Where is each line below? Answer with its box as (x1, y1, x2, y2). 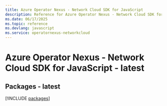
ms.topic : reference (5, 21, 48, 26)
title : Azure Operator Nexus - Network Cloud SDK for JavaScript (5, 7, 143, 12)
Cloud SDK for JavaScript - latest (5, 63, 145, 74)
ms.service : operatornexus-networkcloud (5, 30, 90, 35)
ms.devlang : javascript (5, 26, 55, 31)
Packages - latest (5, 82, 61, 91)
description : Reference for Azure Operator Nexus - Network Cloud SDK (5, 12, 155, 17)
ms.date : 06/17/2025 (5, 16, 48, 21)
